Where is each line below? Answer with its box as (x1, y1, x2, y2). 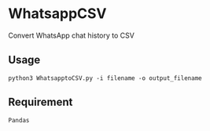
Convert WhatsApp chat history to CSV (8, 31, 135, 40)
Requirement (8, 96, 73, 109)
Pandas (8, 116, 30, 124)
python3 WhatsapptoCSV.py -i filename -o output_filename (8, 74, 202, 82)
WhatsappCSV (8, 5, 107, 23)
